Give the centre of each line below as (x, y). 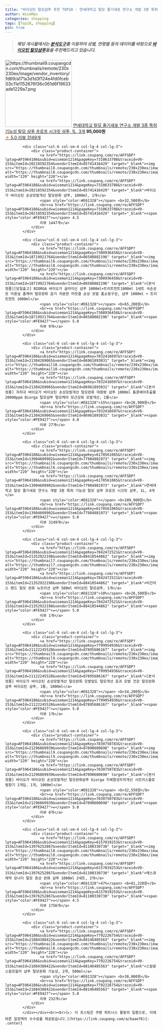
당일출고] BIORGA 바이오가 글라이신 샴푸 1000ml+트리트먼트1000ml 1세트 (80, 289)
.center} (14, 1023)
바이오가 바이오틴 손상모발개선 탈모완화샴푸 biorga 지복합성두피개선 (75, 780)
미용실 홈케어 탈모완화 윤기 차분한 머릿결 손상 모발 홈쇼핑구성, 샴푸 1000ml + (79, 294)
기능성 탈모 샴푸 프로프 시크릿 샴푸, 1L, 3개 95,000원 (55, 132)
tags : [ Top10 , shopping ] (30, 23)
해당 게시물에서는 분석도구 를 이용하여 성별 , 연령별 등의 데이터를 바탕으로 (84, 44)
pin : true (15, 28)
